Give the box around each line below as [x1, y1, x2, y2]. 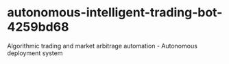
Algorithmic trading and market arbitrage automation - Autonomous [7, 42, 197, 50]
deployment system [7, 49, 63, 57]
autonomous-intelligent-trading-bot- [7, 5, 223, 20]
